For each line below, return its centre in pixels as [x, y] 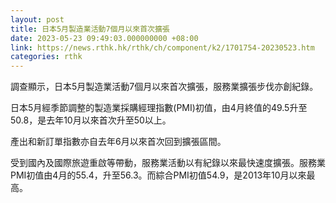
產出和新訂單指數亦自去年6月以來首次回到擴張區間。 [118, 142]
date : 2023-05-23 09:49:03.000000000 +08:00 [104, 38]
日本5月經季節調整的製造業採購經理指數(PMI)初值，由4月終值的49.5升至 [159, 108]
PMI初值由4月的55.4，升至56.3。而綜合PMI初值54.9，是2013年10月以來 [158, 175]
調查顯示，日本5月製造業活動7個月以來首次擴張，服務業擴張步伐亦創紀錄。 [164, 87]
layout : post [37, 19]
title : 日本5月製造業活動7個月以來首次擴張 [90, 29]
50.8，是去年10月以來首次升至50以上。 [91, 120]
